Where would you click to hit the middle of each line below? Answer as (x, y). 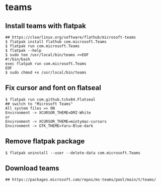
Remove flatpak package (45, 142)
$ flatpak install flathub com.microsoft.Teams (56, 42)
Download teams (32, 168)
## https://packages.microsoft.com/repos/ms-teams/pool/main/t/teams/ (81, 180)
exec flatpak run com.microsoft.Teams (46, 64)
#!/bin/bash (18, 59)
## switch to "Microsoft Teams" (39, 104)
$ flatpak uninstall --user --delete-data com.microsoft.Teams (73, 153)
